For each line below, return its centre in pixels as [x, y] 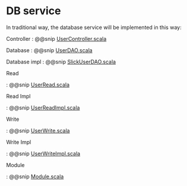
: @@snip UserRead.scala [38, 85]
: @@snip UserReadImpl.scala [43, 107]
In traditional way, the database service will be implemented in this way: [94, 27]
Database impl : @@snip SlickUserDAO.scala [61, 62]
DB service [34, 11]
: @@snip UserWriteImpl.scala [43, 153]
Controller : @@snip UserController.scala [56, 39]
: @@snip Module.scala [35, 177]
